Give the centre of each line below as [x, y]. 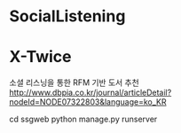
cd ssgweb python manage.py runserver [83, 119]
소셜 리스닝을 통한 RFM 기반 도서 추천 [74, 82]
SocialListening [67, 16]
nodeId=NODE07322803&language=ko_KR [88, 102]
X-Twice [40, 57]
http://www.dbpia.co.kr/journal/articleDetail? [90, 93]
